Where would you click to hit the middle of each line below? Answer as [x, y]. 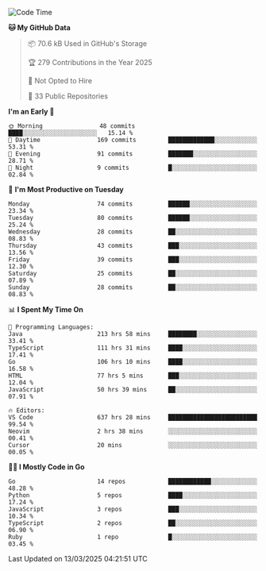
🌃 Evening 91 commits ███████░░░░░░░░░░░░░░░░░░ [133, 154]
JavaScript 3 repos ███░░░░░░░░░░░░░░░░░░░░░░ [133, 509]
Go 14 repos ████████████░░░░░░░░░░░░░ [133, 481]
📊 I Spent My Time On [46, 309]
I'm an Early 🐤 [31, 112]
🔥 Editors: [27, 411]
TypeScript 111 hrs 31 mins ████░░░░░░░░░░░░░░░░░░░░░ [133, 348]
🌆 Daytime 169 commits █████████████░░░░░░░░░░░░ [133, 140]
